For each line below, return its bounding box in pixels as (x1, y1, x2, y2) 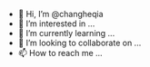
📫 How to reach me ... (17, 48, 103, 58)
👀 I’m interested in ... (17, 18, 95, 29)
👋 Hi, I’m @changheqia (17, 9, 104, 19)
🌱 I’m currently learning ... (17, 28, 115, 38)
